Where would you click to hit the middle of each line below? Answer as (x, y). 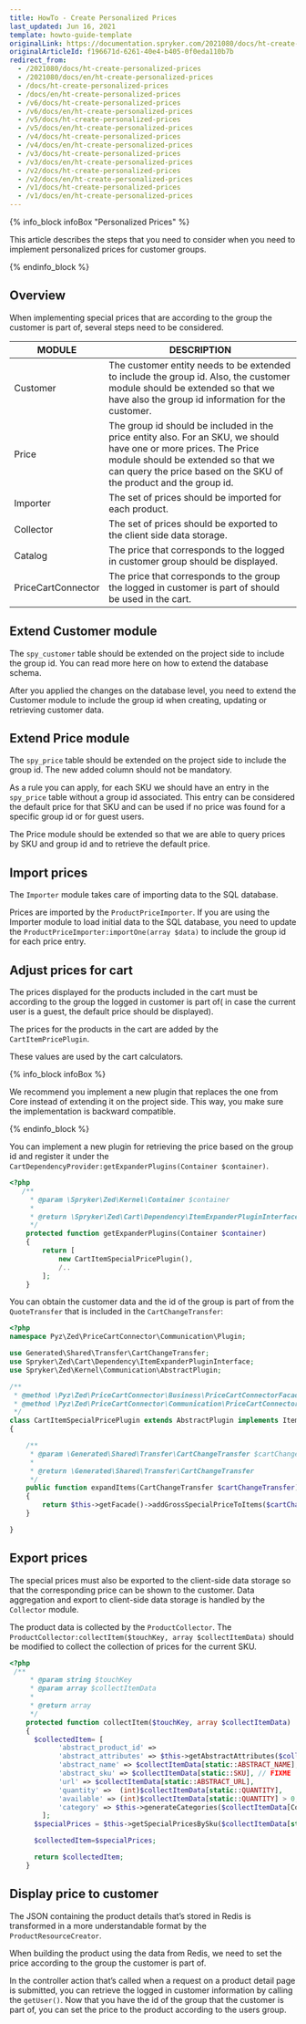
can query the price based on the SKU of (196, 471)
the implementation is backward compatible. (92, 1111)
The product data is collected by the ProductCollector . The (121, 1627)
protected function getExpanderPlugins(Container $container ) (146, 1234)
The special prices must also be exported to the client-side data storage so (150, 1580)
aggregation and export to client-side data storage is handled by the (138, 1599)
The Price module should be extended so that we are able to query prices (148, 835)
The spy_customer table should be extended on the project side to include (147, 653)
